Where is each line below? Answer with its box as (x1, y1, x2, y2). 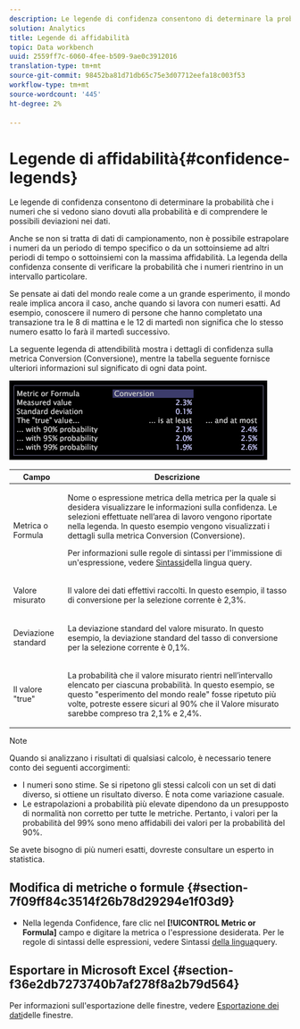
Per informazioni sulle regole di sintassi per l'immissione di (67, 548, 283, 559)
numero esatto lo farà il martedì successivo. (9, 326, 171, 337)
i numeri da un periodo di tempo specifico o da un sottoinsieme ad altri (9, 242, 270, 254)
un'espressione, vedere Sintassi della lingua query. (67, 557, 253, 568)
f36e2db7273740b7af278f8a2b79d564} (9, 976, 240, 991)
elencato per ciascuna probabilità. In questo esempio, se (67, 679, 275, 690)
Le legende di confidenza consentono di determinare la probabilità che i (9, 197, 274, 207)
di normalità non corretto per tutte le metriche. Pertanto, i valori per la (21, 808, 279, 819)
